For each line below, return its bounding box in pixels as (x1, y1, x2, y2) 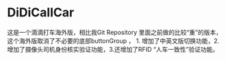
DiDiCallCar (7, 5, 75, 20)
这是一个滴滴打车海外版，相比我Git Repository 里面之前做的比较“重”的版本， (7, 28, 223, 36)
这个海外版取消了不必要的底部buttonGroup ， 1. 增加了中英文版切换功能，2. (7, 36, 220, 45)
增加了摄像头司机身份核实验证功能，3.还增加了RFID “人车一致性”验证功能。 (7, 45, 219, 53)
